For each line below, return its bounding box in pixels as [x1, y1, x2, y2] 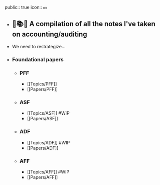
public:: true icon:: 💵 [5, 5, 48, 10]
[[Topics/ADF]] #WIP [27, 139, 70, 145]
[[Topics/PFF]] [27, 81, 57, 87]
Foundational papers [12, 56, 64, 63]
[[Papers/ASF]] [27, 116, 58, 122]
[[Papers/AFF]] [27, 174, 58, 180]
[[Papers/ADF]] [27, 145, 59, 151]
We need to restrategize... [12, 43, 66, 49]
